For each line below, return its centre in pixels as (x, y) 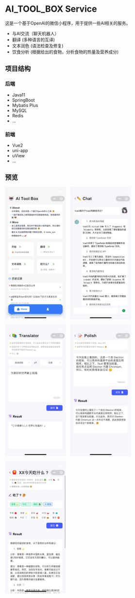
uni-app (20, 150)
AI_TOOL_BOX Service (51, 9)
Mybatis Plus (25, 105)
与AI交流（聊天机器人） (35, 33)
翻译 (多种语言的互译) (33, 40)
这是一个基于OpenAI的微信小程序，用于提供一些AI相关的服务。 (68, 23)
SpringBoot (23, 100)
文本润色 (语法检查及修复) (38, 45)
